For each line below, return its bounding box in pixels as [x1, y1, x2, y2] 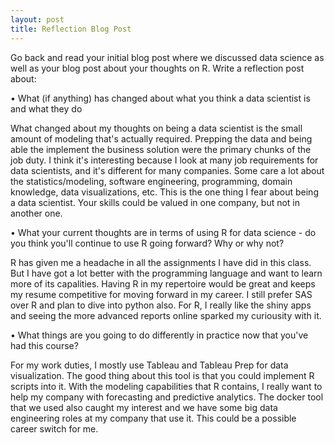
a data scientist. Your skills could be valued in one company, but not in [10, 196, 301, 208]
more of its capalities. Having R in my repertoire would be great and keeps [10, 277, 316, 290]
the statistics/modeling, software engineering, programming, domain [10, 175, 293, 187]
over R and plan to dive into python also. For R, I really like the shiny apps [10, 299, 312, 311]
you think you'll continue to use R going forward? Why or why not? [10, 237, 285, 249]
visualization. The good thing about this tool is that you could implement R [10, 369, 315, 381]
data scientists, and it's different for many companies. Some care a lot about [10, 164, 325, 176]
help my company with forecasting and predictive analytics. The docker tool [10, 391, 324, 403]
